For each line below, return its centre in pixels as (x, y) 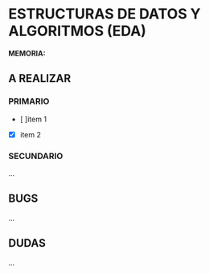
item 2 (31, 134)
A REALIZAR (40, 78)
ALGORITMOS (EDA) (78, 31)
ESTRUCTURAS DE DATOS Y (104, 14)
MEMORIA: (27, 53)
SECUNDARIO (36, 156)
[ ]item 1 (33, 119)
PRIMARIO (29, 101)
